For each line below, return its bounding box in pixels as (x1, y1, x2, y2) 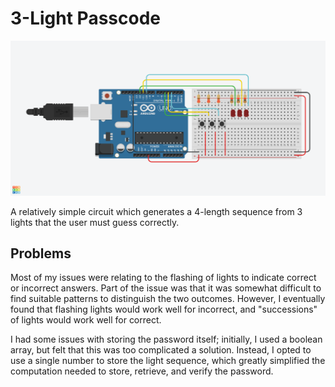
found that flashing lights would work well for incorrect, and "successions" (10, 303, 318, 316)
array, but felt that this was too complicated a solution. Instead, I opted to (10, 344, 312, 356)
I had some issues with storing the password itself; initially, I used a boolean (10, 333, 323, 346)
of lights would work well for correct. (10, 314, 162, 326)
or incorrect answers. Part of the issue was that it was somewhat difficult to (10, 282, 322, 294)
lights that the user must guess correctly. (10, 216, 180, 228)
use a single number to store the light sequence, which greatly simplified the (10, 355, 326, 367)
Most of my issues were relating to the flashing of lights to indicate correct (10, 272, 317, 284)
